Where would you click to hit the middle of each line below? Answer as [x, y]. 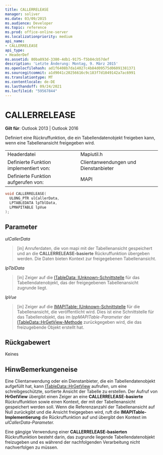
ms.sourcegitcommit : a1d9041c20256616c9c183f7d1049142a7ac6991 [70, 73]
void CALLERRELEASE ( [26, 194]
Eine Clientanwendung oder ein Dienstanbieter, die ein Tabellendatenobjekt [80, 381]
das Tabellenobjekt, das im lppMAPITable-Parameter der [74, 317]
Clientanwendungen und [108, 162]
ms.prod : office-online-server [37, 32]
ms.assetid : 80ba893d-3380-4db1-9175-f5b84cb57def [57, 59]
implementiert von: [29, 168]
